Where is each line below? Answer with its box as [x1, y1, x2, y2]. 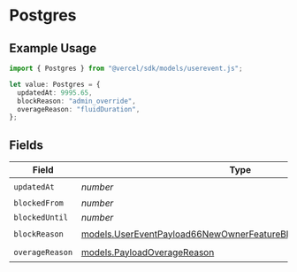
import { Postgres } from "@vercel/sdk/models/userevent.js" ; [9, 64, 243, 73]
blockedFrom [13, 198, 65, 208]
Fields [9, 137, 44, 152]
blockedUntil [13, 213, 69, 222]
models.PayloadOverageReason [80, 245, 215, 258]
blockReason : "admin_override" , [17, 97, 137, 105]
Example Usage [9, 41, 97, 56]
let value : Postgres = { [9, 80, 101, 89]
